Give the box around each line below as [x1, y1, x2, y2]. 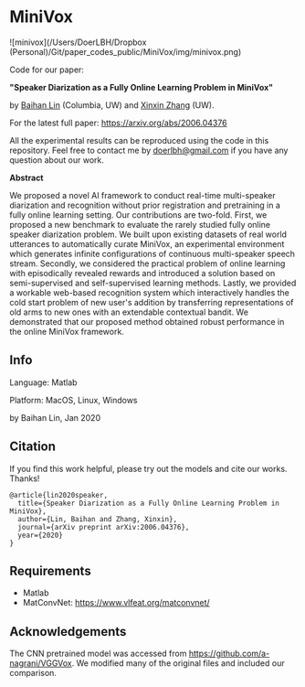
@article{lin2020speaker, [9, 490, 108, 499]
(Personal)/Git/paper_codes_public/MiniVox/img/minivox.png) [9, 46, 242, 57]
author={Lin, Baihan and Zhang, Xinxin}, [17, 514, 178, 523]
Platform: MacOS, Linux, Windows [9, 394, 138, 405]
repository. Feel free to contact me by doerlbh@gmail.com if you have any [9, 145, 289, 156]
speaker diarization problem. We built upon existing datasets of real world [9, 229, 288, 240]
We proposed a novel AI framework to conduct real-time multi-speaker [9, 189, 276, 200]
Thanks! [9, 473, 40, 484]
